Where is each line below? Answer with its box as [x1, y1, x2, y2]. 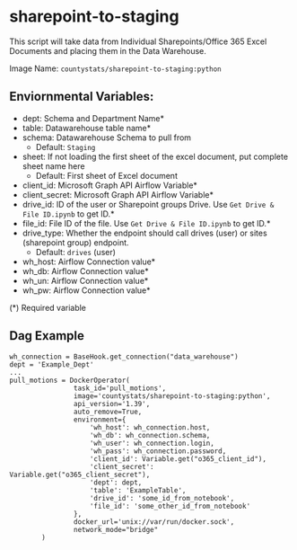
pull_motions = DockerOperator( [9, 376, 130, 385]
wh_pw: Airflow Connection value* [22, 285, 151, 296]
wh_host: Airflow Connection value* [22, 256, 156, 267]
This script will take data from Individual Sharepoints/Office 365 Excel [9, 36, 267, 47]
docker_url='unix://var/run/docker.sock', [73, 517, 235, 527]
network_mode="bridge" [73, 525, 159, 534]
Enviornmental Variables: [9, 89, 154, 104]
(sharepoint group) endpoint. [22, 236, 129, 248]
